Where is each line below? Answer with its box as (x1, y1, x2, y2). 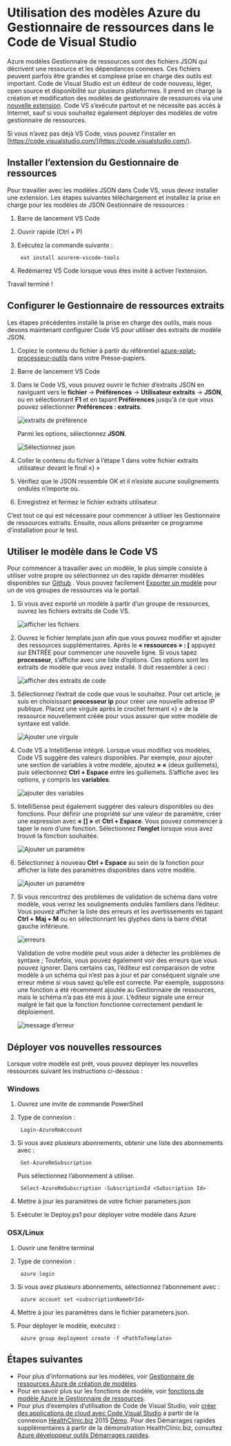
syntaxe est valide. (17, 720, 71, 728)
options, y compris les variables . (17, 776, 111, 784)
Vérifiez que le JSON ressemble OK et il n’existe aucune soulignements (17, 477, 219, 485)
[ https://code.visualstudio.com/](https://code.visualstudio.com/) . (7, 136, 192, 145)
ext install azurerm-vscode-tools (20, 254, 120, 261)
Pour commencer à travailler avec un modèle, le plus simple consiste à (7, 564, 208, 572)
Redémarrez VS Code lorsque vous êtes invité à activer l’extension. (17, 266, 208, 275)
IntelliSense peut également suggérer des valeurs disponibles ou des (17, 803, 214, 811)
